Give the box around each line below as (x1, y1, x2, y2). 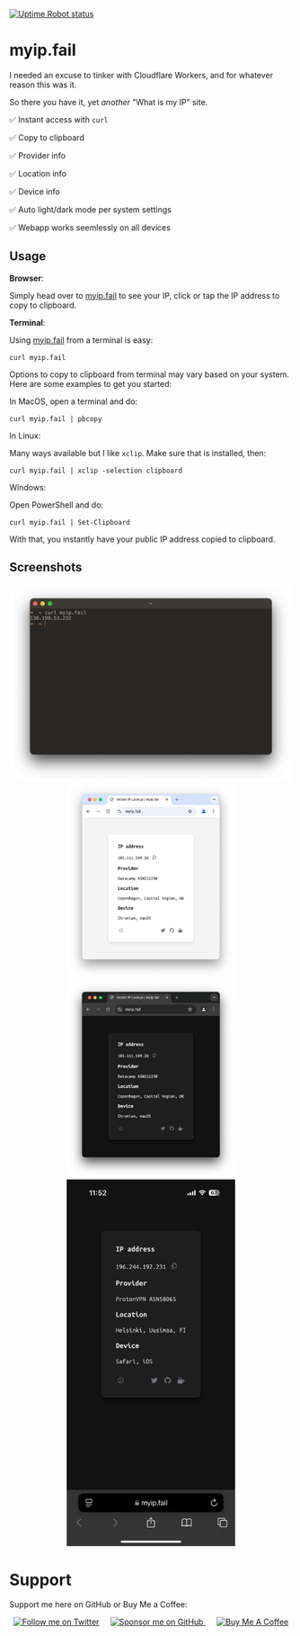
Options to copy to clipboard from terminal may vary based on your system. (9, 369, 290, 380)
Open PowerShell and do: (9, 499, 104, 510)
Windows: (9, 481, 47, 492)
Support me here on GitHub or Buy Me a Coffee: (9, 1599, 188, 1610)
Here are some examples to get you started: (9, 378, 172, 389)
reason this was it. (9, 79, 77, 90)
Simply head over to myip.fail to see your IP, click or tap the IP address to (9, 290, 280, 301)
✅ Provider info (9, 149, 66, 161)
